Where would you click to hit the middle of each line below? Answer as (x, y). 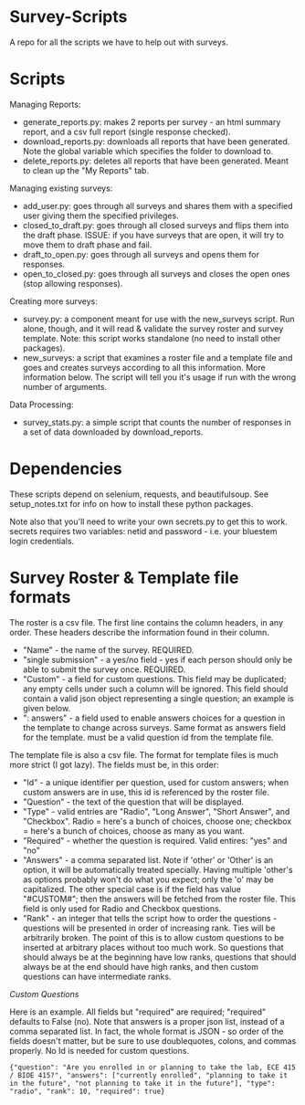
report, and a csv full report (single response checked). (126, 132)
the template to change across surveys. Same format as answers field (154, 727)
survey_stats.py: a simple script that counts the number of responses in (157, 422)
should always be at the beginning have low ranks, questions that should (159, 957)
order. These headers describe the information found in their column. (139, 632)
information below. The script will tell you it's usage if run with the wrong (159, 377)
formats (40, 597)
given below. (47, 708)
